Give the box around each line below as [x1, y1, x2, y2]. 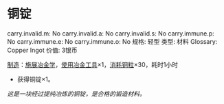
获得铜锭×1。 [16, 75, 54, 83]
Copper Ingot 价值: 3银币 [7, 46, 78, 54]
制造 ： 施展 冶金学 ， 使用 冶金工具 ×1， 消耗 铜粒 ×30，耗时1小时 [7, 60, 179, 68]
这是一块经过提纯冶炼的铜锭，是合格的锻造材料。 [7, 90, 146, 98]
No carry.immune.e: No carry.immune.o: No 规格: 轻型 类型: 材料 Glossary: [7, 37, 218, 45]
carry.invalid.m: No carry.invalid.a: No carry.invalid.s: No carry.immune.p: [7, 29, 214, 38]
